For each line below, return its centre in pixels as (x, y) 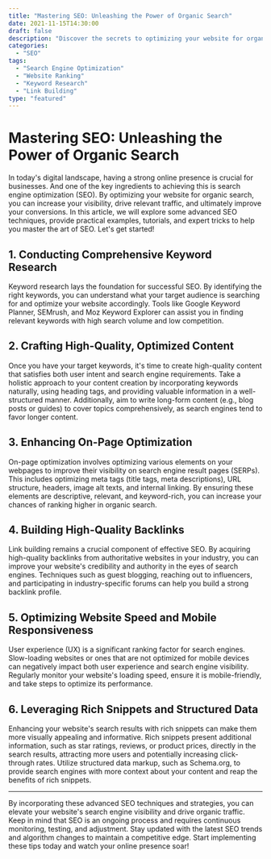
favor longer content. (43, 417)
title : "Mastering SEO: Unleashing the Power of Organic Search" (120, 16)
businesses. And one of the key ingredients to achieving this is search (125, 186)
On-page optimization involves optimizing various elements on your (121, 461)
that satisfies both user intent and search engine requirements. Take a (125, 374)
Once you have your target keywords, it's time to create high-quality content (135, 365)
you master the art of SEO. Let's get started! (81, 229)
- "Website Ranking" (50, 76)
